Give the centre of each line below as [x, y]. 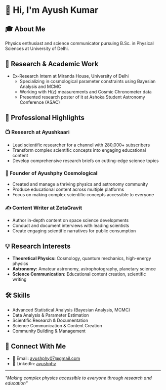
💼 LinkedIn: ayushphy [34, 363]
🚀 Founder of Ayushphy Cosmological [51, 173]
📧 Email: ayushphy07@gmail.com [46, 358]
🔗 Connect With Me [36, 346]
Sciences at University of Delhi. [37, 48]
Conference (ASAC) [40, 102]
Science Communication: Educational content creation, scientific [79, 274]
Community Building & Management [49, 331]
